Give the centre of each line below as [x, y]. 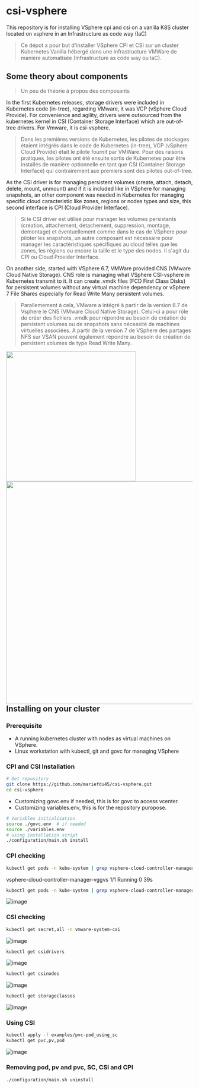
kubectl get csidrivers [36, 952]
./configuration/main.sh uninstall [50, 1079]
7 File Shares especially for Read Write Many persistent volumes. [85, 293]
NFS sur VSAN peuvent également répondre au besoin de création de [105, 336]
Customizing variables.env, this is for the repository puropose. [91, 807]
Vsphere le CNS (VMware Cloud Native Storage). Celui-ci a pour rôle [104, 311]
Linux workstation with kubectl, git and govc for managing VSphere [97, 751]
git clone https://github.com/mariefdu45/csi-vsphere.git [79, 785]
